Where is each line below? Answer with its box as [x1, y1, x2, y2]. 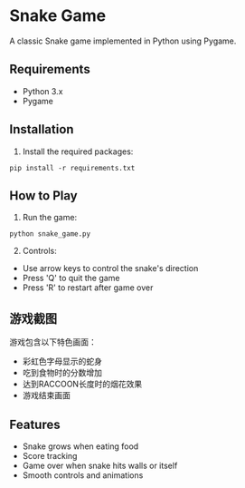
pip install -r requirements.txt [9, 163, 136, 172]
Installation [9, 122, 74, 137]
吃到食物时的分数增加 [22, 367, 102, 378]
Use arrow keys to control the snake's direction [22, 263, 199, 274]
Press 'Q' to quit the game [22, 273, 120, 284]
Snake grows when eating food [22, 441, 139, 452]
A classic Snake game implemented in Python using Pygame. [9, 35, 237, 46]
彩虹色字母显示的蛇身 [22, 356, 102, 367]
